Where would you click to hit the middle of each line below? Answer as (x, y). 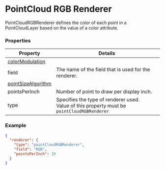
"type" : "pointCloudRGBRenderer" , (49, 145)
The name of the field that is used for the (103, 70)
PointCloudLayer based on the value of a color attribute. (62, 28)
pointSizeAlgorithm (29, 84)
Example (16, 125)
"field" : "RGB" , (31, 149)
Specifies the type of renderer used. (98, 100)
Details (107, 54)
